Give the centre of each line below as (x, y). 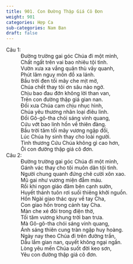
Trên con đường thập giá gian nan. (62, 99)
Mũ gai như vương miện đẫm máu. (62, 180)
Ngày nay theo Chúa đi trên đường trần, (68, 236)
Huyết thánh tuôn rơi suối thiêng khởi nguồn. (74, 193)
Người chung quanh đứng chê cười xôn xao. (73, 174)
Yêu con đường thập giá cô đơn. (59, 255)
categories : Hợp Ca (30, 22)
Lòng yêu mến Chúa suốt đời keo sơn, (66, 248)
